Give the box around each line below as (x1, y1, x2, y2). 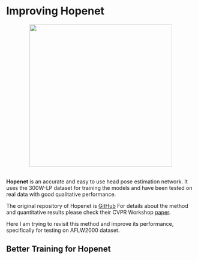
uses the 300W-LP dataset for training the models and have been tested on (6, 184, 193, 191)
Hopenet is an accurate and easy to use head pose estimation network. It (6, 178, 188, 185)
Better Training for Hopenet (6, 244, 111, 254)
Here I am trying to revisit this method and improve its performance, (6, 220, 174, 227)
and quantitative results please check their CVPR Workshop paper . (6, 208, 171, 216)
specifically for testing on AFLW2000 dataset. (6, 226, 120, 234)
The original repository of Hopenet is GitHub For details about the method (6, 202, 188, 209)
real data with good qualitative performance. (6, 191, 116, 198)
